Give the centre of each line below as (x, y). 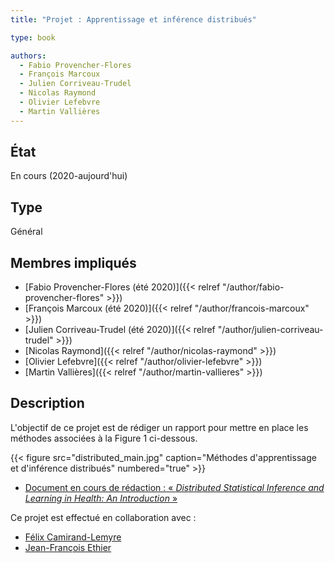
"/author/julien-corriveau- (270, 330)
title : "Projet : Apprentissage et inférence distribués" (133, 19)
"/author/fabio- (253, 287)
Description (47, 403)
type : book (33, 37)
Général (26, 232)
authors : (28, 56)
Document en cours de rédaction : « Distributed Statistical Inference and (174, 487)
